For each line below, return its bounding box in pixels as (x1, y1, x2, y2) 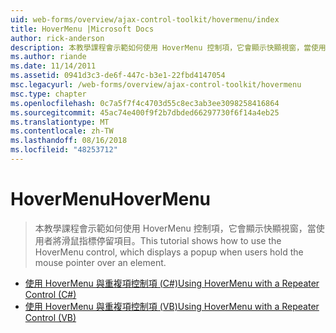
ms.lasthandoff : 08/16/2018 (10, 136, 128, 146)
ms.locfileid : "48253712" (10, 145, 118, 155)
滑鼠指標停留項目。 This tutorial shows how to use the (61, 234, 282, 246)
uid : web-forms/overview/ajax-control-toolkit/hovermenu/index (10, 14, 280, 25)
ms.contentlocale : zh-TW (10, 126, 114, 136)
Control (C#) (24, 288, 77, 300)
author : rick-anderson (10, 33, 105, 43)
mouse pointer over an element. (34, 256, 167, 268)
